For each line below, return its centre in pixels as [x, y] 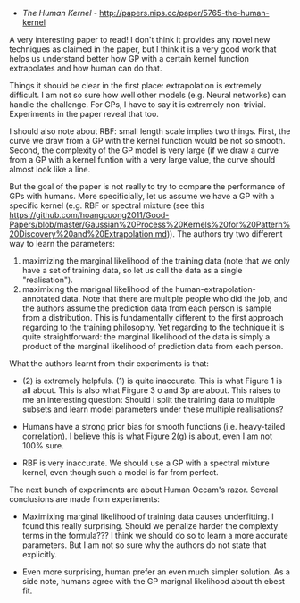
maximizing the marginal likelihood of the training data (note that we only [156, 261]
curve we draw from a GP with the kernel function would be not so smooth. [147, 141]
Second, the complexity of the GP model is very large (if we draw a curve [144, 150]
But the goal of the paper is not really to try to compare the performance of [147, 186]
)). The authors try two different [225, 234]
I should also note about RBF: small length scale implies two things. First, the [150, 131]
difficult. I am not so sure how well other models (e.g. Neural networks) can [148, 95]
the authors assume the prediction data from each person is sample [147, 308]
